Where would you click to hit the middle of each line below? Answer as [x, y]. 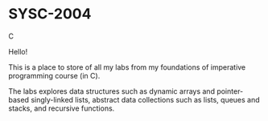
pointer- [230, 91]
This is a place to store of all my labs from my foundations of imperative [127, 67]
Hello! [18, 51]
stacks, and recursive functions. [62, 108]
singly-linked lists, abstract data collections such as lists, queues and [145, 99]
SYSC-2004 [50, 14]
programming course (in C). [54, 75]
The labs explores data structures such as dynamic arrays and [112, 91]
